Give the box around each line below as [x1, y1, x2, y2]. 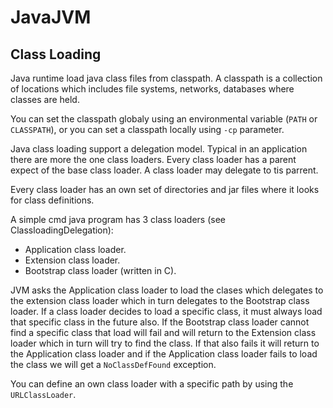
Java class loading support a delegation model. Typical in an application [10, 143, 308, 155]
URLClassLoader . [10, 389, 77, 400]
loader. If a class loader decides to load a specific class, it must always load [10, 306, 323, 317]
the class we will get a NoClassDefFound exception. [10, 359, 217, 370]
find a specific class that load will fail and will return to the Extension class [10, 327, 317, 338]
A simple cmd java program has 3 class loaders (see [10, 214, 226, 225]
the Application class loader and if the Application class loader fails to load [10, 348, 318, 360]
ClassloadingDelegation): [10, 224, 114, 236]
